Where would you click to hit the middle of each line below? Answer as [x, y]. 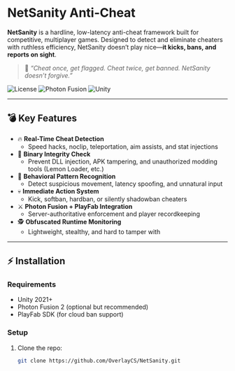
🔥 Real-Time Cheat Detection [60, 138]
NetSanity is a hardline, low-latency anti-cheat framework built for [103, 32]
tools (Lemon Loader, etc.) [66, 168]
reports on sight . [32, 54]
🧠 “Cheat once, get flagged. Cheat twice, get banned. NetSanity [117, 68]
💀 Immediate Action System [58, 191]
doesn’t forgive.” [49, 75]
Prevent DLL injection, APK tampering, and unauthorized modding [123, 161]
